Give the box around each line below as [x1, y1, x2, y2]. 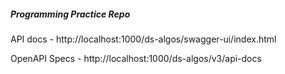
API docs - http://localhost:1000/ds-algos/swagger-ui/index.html [10, 33, 277, 45]
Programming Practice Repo [10, 8, 131, 20]
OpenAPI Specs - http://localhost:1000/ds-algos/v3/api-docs [10, 52, 262, 64]
